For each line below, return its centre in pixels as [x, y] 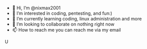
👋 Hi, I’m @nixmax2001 [36, 8]
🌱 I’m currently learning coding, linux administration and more [77, 19]
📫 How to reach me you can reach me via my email [66, 30]
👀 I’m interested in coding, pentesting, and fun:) [62, 13]
